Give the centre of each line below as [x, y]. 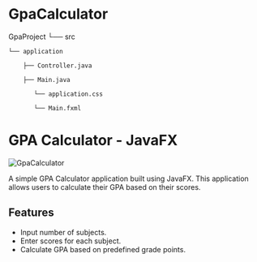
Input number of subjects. [63, 232]
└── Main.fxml [58, 108]
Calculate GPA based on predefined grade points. [103, 249]
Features [31, 213]
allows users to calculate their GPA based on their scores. [105, 187]
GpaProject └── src [42, 37]
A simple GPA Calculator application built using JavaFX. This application [128, 178]
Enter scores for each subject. [71, 241]
